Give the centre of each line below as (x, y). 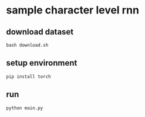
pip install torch (28, 77)
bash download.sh (27, 45)
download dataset (40, 32)
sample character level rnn (73, 10)
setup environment (42, 63)
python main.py (25, 108)
